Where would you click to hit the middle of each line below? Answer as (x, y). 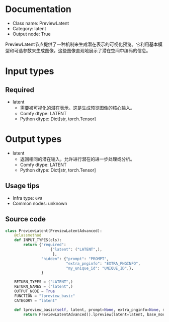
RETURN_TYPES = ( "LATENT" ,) (44, 282)
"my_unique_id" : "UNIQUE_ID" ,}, (100, 268)
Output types (33, 139)
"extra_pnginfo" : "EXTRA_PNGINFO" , (103, 263)
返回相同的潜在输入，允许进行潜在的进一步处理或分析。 (77, 159)
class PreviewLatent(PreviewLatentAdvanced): (54, 231)
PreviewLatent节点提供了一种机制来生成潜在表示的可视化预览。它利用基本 (82, 44)
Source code (26, 219)
